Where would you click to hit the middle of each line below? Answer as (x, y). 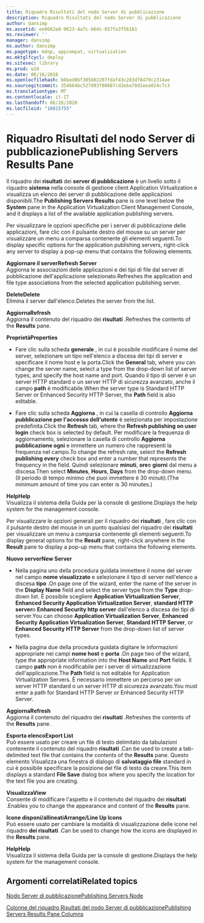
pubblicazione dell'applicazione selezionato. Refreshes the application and (99, 276)
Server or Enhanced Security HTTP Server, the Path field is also (95, 395)
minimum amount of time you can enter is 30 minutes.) (84, 484)
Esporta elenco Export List (40, 736)
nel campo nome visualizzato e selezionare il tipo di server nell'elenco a (106, 577)
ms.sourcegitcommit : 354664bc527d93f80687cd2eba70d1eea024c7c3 (88, 86)
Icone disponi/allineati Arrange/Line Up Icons (64, 817)
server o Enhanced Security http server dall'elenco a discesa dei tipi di (105, 609)
